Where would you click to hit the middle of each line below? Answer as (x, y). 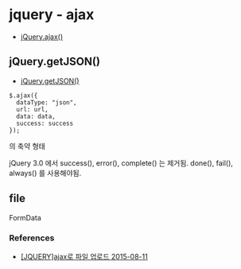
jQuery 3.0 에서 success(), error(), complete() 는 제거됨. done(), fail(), (121, 163)
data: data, (36, 116)
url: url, (32, 109)
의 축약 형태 (27, 146)
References (32, 238)
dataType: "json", (47, 102)
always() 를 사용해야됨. (45, 173)
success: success (45, 123)
